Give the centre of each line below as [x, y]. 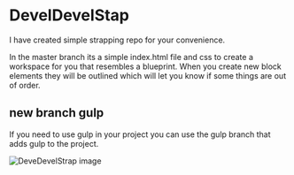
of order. [25, 85]
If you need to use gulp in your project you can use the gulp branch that [140, 134]
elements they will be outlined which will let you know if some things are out [147, 75]
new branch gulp [57, 113]
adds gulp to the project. [54, 143]
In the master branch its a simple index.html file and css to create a [132, 57]
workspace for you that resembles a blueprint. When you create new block [145, 66]
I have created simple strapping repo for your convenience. [117, 40]
